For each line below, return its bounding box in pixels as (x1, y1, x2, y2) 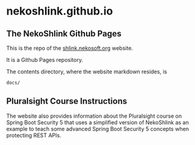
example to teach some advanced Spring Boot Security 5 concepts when (6, 125, 190, 132)
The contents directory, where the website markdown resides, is (6, 68, 167, 75)
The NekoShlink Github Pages (6, 29, 121, 39)
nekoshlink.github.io (6, 4, 114, 18)
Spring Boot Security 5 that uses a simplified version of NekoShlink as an (6, 118, 190, 126)
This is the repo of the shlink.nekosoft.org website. (6, 44, 134, 52)
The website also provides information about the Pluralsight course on (6, 112, 182, 120)
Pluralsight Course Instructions (6, 96, 128, 107)
